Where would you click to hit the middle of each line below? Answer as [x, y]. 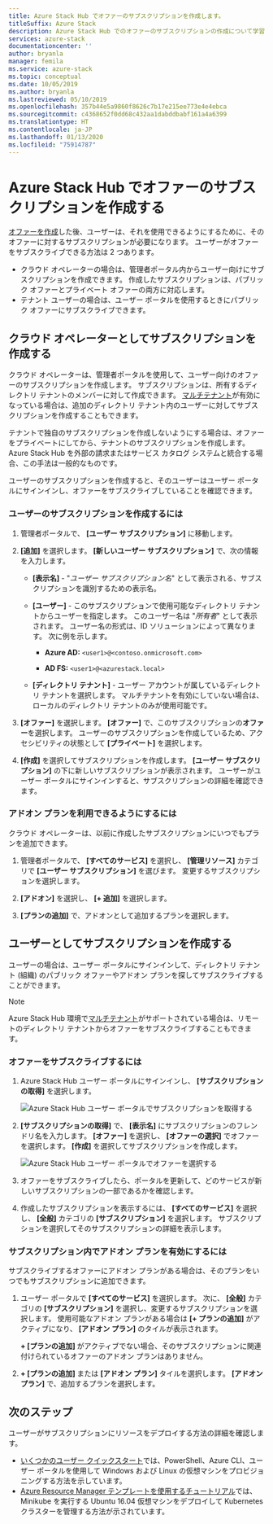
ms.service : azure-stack [50, 69]
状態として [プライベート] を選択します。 [138, 742]
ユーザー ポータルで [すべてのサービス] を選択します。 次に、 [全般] [133, 1298]
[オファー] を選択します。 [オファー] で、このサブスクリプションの [131, 722]
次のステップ [41, 1412]
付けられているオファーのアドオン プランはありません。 [113, 1356]
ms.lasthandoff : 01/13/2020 [56, 137]
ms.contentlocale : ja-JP [50, 129]
